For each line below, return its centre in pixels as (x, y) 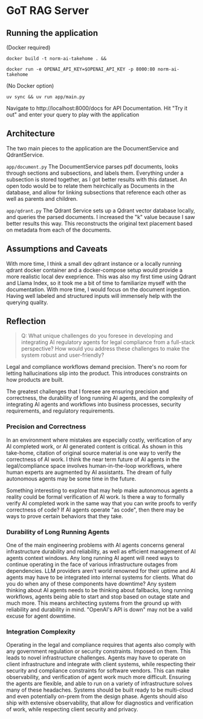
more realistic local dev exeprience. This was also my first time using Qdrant (101, 276)
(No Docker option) (30, 86)
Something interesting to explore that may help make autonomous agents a (100, 490)
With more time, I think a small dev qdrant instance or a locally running (94, 263)
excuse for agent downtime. (41, 616)
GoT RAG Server (48, 11)
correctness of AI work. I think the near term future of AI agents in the (93, 459)
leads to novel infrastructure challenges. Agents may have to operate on (96, 658)
